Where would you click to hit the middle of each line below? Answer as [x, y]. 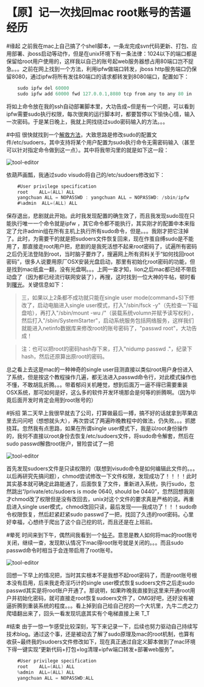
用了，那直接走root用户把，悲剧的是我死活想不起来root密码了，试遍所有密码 [102, 247]
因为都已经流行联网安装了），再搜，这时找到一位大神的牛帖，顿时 [109, 277]
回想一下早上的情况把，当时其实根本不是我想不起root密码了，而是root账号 [99, 575]
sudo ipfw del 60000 [43, 88]
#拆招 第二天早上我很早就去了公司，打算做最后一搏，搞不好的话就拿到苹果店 [102, 413]
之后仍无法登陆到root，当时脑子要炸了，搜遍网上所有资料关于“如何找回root [100, 254]
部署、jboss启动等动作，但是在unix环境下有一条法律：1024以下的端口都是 [104, 53]
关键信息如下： [46, 284]
